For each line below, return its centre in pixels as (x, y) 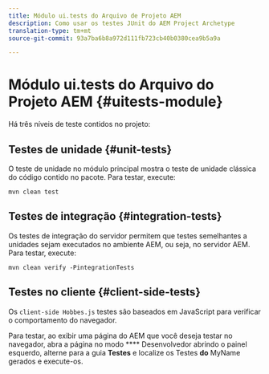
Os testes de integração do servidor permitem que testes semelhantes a (128, 236)
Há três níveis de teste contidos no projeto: (79, 124)
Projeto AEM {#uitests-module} (116, 102)
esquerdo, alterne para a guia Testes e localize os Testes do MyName (124, 352)
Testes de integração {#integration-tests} (115, 216)
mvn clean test (34, 192)
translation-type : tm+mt (50, 30)
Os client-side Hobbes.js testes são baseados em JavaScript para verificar (134, 311)
